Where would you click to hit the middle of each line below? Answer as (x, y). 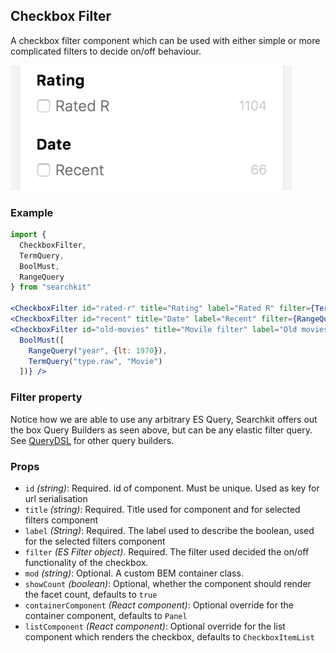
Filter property (46, 397)
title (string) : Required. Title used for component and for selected (162, 509)
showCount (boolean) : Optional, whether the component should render (168, 583)
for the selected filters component (95, 541)
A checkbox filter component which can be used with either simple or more (165, 40)
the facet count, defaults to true (91, 594)
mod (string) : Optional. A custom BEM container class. (134, 573)
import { (28, 235)
